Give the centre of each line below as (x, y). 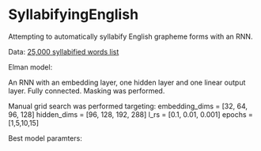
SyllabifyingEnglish (74, 15)
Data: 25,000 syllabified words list (64, 51)
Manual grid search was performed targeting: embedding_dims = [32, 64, (128, 106)
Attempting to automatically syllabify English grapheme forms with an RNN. (130, 36)
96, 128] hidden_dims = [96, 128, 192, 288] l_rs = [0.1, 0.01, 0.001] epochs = (130, 114)
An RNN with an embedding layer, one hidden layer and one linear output (127, 82)
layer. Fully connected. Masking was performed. (87, 91)
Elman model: (30, 67)
